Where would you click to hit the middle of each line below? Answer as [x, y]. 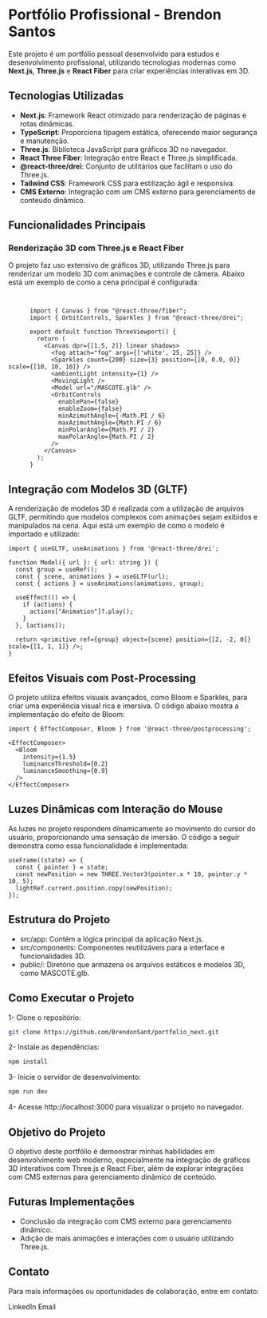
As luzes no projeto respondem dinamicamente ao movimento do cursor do [132, 828]
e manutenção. [44, 141]
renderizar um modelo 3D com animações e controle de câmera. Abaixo [127, 274]
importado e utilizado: [44, 534]
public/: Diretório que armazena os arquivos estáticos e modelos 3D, [132, 964]
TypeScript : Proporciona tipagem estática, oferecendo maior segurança [138, 132]
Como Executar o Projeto [71, 998]
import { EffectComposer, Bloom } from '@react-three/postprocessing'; [130, 729]
